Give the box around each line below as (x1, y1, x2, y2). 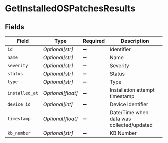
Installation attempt (109, 87, 155, 93)
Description (120, 38, 149, 44)
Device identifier (109, 101, 149, 108)
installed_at (7, 90, 39, 96)
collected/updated (109, 122, 153, 128)
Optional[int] (43, 101, 73, 108)
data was (109, 115, 131, 122)
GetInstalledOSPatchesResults (5, 3, 136, 14)
